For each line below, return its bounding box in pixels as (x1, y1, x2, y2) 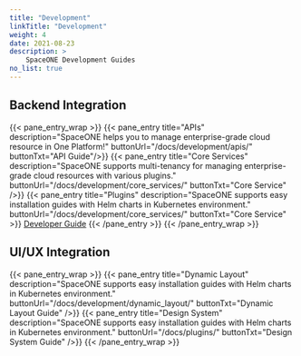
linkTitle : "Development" (9, 22, 107, 31)
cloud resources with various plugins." (33, 170, 177, 181)
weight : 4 (9, 30, 47, 39)
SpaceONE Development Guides (25, 55, 136, 64)
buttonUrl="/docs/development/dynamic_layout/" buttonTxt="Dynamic (9, 297, 274, 309)
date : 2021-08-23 (9, 38, 75, 48)
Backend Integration (9, 97, 127, 114)
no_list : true (9, 64, 63, 74)
